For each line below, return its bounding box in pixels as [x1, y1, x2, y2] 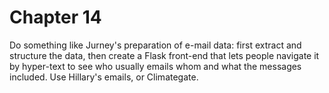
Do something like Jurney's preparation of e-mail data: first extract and [9, 39, 302, 51]
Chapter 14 [9, 6, 102, 29]
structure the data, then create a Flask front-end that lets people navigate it [9, 49, 320, 61]
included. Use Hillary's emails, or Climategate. [9, 71, 199, 83]
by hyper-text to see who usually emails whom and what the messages [9, 60, 302, 72]
